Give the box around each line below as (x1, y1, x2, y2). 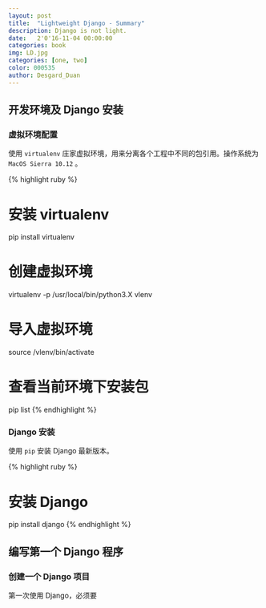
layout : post (8, 11, 52, 20)
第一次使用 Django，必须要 (8, 590, 98, 600)
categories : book (8, 42, 66, 50)
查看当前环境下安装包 (8, 378, 150, 397)
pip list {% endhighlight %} (8, 405, 98, 415)
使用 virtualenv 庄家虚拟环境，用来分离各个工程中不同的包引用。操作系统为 (8, 149, 259, 159)
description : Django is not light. (8, 26, 127, 34)
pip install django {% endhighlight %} (8, 520, 131, 529)
